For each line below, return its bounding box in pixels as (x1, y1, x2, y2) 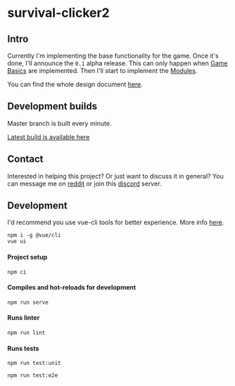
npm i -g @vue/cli (7, 232, 61, 239)
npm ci (7, 269, 27, 276)
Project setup (7, 253, 48, 262)
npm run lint (7, 329, 46, 337)
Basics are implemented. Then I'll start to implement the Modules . (7, 67, 198, 75)
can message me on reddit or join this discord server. (7, 179, 162, 188)
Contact (7, 153, 44, 165)
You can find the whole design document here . (7, 80, 143, 89)
